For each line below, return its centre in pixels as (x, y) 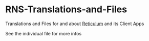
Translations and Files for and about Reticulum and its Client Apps (75, 24)
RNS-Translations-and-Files (66, 9)
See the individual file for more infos (44, 33)
